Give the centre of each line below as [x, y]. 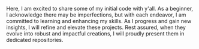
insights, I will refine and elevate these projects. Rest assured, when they [96, 27]
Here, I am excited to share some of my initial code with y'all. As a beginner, [100, 9]
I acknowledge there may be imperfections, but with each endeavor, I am [96, 15]
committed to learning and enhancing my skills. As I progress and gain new [99, 21]
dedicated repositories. [35, 40]
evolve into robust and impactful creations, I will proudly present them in [95, 34]
